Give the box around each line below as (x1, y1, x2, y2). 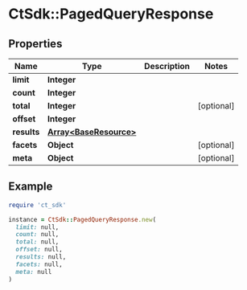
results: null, (15, 253, 67, 261)
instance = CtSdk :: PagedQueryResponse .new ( (8, 215, 157, 223)
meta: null (15, 268, 52, 276)
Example (8, 180, 53, 194)
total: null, (15, 238, 60, 246)
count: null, (15, 231, 60, 239)
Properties (8, 37, 63, 51)
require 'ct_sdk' (8, 201, 67, 209)
